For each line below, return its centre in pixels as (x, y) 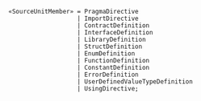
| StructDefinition (110, 46)
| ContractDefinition (113, 26)
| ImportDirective (108, 18)
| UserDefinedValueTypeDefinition (135, 82)
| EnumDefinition (106, 54)
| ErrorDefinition (108, 75)
